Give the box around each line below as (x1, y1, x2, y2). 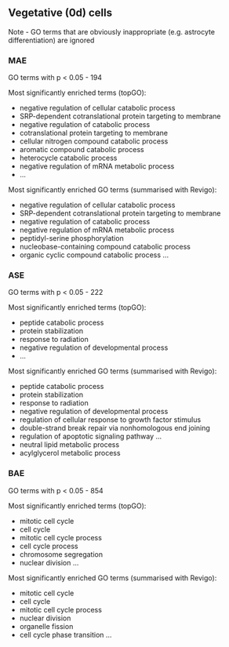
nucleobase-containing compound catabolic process (19, 242, 191, 252)
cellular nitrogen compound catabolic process (19, 136, 169, 146)
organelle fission (19, 621, 74, 631)
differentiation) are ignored (8, 35, 95, 45)
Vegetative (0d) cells (8, 6, 112, 20)
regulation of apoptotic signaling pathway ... (19, 431, 162, 442)
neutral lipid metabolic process (19, 440, 120, 449)
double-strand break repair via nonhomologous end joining (19, 423, 210, 433)
